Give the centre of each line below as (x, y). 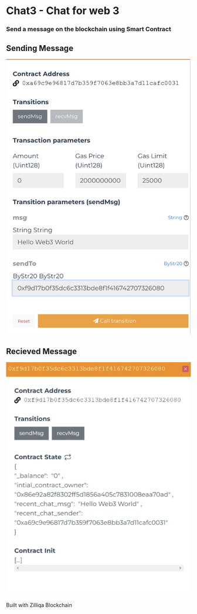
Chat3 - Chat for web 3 (63, 11)
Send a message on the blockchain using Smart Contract (89, 29)
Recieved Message (42, 351)
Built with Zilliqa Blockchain (39, 605)
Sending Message (40, 48)
